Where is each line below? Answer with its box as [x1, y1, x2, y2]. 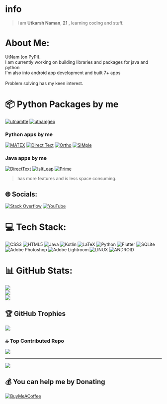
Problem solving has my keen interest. [5, 80, 83, 86]
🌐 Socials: [5, 190, 38, 199]
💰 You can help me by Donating [5, 377, 105, 386]
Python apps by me [5, 131, 53, 138]
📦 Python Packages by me [5, 99, 119, 110]
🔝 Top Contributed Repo [5, 337, 65, 344]
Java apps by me [5, 155, 47, 162]
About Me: [5, 37, 50, 49]
